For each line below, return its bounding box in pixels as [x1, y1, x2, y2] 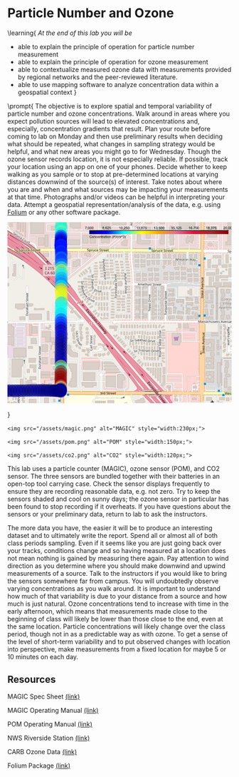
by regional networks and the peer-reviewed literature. [17, 73, 178, 81]
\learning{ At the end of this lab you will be [7, 29, 133, 37]
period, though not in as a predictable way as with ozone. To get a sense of [7, 630, 228, 639]
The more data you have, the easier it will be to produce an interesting [7, 524, 213, 532]
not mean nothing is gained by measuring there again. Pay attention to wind [7, 554, 229, 563]
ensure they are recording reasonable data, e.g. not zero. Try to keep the [7, 487, 221, 496]
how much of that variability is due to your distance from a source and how [7, 592, 228, 601]
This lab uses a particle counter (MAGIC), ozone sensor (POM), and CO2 [7, 464, 221, 473]
